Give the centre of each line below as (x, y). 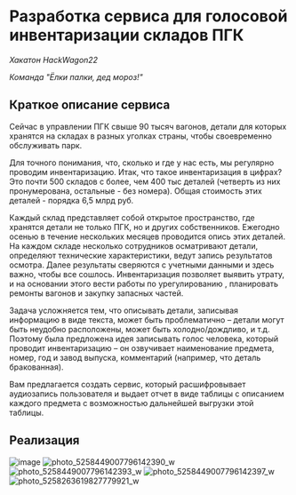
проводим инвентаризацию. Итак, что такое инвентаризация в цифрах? (146, 172)
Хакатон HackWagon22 (54, 60)
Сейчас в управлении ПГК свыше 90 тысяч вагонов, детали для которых (148, 126)
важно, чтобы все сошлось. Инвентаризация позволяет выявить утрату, (147, 274)
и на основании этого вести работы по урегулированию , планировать (144, 283)
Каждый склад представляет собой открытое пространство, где (132, 217)
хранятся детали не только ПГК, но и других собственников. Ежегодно (144, 227)
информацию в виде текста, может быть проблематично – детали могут (147, 319)
